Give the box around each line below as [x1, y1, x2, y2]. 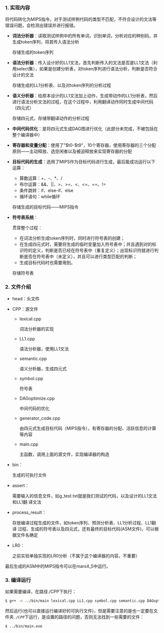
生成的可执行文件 [12, 472, 47, 478]
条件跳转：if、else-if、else [19, 187, 74, 194]
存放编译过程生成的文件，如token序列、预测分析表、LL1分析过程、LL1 [12, 520, 152, 525]
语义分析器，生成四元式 [19, 365, 67, 371]
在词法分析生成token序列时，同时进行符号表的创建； [19, 235, 125, 241]
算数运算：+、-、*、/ [19, 175, 62, 181]
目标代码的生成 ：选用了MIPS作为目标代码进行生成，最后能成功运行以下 [12, 159, 156, 165]
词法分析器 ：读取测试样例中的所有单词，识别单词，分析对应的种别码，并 [12, 33, 158, 39]
